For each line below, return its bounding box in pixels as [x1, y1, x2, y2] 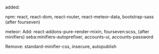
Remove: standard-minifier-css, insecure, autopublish [5, 44, 117, 49]
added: [5, 4, 20, 10]
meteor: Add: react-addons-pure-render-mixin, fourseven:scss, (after [5, 29, 149, 34]
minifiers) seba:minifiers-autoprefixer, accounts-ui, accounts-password [5, 34, 153, 40]
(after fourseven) [5, 19, 40, 25]
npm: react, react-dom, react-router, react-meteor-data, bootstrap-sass [5, 14, 154, 19]
